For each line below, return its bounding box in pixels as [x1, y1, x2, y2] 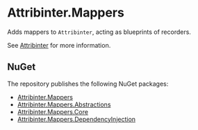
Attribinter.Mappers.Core [17, 107, 89, 115]
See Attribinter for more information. [7, 41, 111, 49]
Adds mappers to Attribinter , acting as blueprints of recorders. [7, 28, 191, 36]
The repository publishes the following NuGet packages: [7, 80, 169, 88]
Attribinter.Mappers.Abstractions [17, 100, 111, 109]
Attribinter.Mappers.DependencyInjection [17, 115, 136, 123]
